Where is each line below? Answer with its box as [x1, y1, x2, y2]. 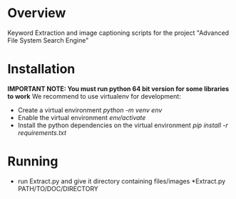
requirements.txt [17, 128, 66, 136]
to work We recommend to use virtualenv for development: [7, 92, 182, 100]
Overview [7, 5, 66, 21]
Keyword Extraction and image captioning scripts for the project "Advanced [7, 28, 230, 37]
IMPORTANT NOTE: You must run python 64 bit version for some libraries [7, 84, 230, 93]
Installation [7, 61, 76, 77]
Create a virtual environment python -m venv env [17, 105, 163, 114]
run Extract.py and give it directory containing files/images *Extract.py [17, 176, 226, 185]
